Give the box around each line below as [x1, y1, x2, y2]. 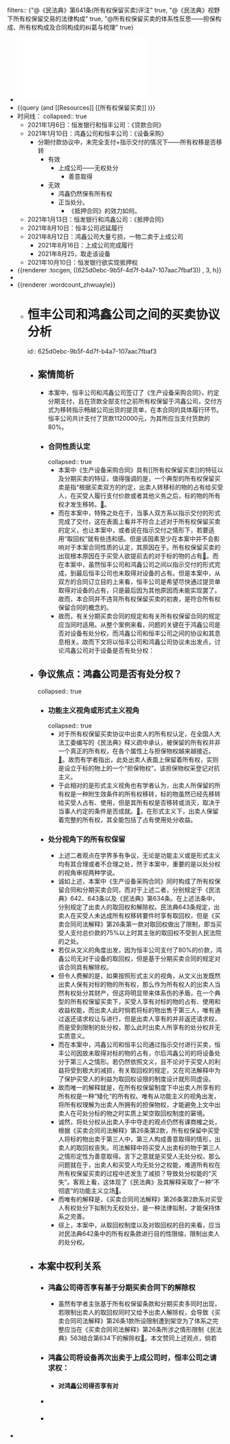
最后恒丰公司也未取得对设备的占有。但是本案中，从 [76, 569, 221, 578]
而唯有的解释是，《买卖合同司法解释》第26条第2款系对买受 [58, 1195, 223, 1203]
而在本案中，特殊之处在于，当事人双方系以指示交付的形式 [58, 509, 221, 517]
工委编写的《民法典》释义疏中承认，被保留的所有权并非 [64, 739, 221, 747]
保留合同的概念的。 [58, 604, 113, 612]
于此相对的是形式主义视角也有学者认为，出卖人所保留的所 [58, 781, 221, 789]
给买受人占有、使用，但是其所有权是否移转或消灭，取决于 [58, 798, 221, 807]
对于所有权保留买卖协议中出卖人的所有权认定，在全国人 [58, 730, 215, 738]
